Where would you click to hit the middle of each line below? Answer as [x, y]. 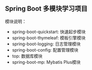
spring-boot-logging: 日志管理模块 [46, 44]
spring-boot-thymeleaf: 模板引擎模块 [49, 37]
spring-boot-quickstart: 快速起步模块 [49, 32]
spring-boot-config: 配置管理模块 [45, 50]
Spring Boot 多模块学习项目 [46, 9]
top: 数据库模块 [27, 56]
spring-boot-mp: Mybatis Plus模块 [46, 62]
